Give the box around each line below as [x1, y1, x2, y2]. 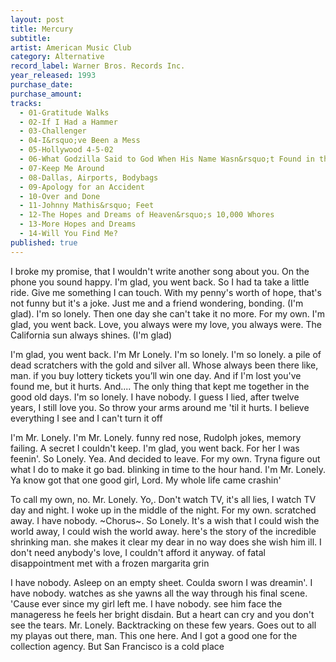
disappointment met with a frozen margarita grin [10, 557, 210, 569]
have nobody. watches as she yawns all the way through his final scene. [10, 587, 308, 599]
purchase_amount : [10, 89, 83, 99]
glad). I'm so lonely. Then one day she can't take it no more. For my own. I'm [10, 307, 326, 320]
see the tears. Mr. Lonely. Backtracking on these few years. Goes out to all [10, 619, 317, 631]
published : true [10, 237, 78, 248]
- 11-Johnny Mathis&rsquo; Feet [19, 201, 155, 211]
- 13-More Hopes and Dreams [19, 219, 137, 230]
